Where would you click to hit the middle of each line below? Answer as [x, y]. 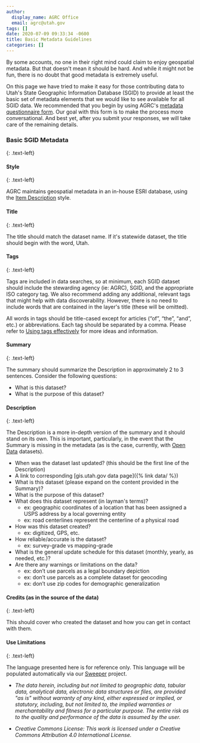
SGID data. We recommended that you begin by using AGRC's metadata [95, 105]
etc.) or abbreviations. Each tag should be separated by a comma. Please [96, 325]
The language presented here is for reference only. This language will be [96, 667]
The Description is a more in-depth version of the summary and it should [96, 432]
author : [16, 12]
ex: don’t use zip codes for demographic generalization [92, 584]
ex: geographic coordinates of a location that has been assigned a [105, 507]
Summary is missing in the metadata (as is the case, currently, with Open [96, 445]
